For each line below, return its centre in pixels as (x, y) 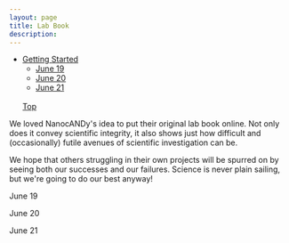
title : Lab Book (39, 26)
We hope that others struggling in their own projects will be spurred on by (144, 160)
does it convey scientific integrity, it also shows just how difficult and (135, 134)
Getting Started (50, 60)
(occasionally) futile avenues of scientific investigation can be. (124, 142)
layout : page (33, 17)
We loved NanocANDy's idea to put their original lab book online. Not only (144, 124)
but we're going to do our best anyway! (81, 179)
